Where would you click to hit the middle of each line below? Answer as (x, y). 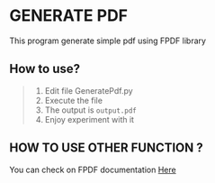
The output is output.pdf (90, 110)
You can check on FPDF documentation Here (93, 169)
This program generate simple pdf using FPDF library (108, 41)
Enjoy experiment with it (90, 119)
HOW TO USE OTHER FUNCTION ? (107, 148)
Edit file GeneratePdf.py (89, 90)
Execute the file (74, 100)
